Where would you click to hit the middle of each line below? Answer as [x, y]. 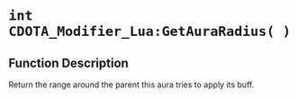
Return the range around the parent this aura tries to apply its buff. [131, 85]
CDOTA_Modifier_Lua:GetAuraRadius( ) [150, 32]
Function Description [69, 63]
